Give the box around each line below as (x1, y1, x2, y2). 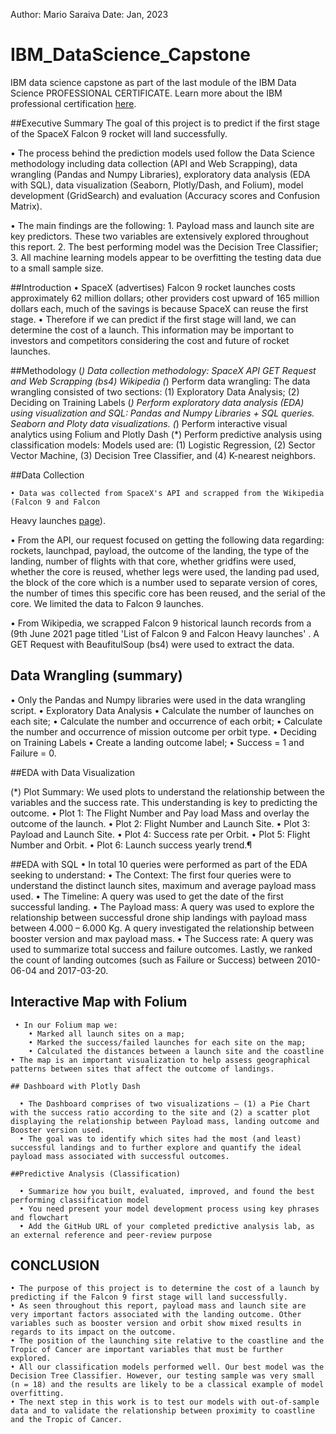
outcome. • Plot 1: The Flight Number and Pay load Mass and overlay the (10, 807, 310, 819)
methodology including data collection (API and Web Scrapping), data (10, 157, 298, 169)
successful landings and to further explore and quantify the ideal (10, 1142, 302, 1153)
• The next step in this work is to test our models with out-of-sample (10, 1397, 320, 1408)
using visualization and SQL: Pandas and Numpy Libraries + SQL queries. (10, 407, 315, 419)
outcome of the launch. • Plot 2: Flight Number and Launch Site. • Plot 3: (10, 817, 311, 829)
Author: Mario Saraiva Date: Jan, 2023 (10, 9, 169, 20)
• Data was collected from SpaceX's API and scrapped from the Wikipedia (10, 488, 325, 498)
